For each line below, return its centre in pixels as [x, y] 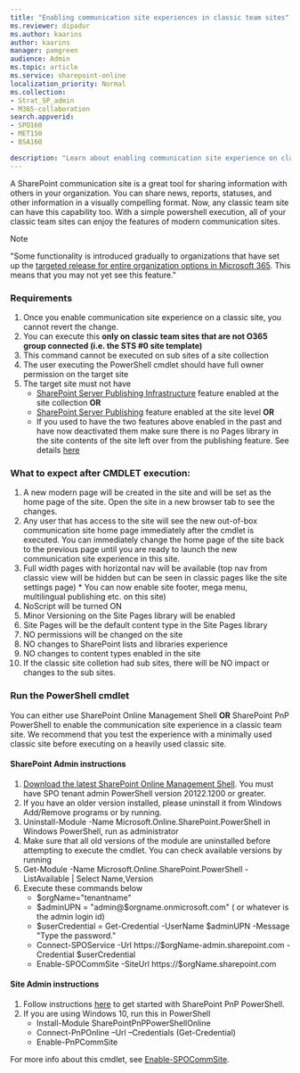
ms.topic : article [44, 68]
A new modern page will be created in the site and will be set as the [147, 492]
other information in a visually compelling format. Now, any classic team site [150, 202]
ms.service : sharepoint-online [68, 76]
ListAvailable [46, 879]
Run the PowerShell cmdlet [70, 696]
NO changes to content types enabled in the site [112, 654]
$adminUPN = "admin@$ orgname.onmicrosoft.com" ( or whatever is [162, 907]
